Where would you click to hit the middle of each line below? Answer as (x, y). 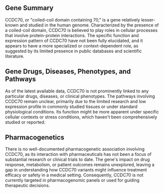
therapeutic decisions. (28, 186)
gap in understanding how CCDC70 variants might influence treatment (76, 170)
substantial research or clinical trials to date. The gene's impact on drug (78, 160)
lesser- (148, 20)
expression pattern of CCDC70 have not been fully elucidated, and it (74, 41)
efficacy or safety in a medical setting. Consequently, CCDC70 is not (74, 175)
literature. (15, 56)
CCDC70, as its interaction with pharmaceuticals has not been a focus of (78, 154)
